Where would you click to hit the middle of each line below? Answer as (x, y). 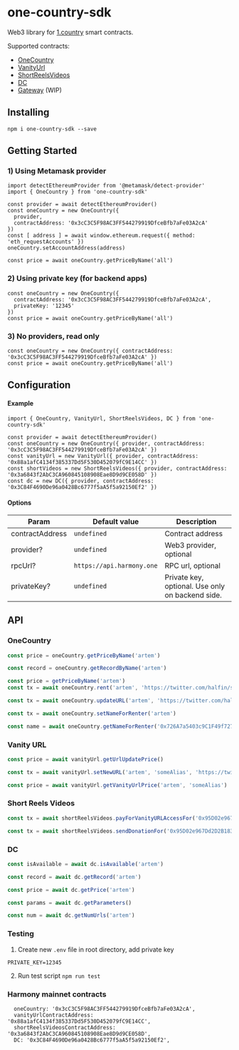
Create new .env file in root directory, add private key (96, 949)
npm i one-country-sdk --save (52, 129)
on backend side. (193, 595)
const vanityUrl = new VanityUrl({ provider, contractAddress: (103, 456)
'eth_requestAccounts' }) (46, 242)
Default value (116, 521)
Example (21, 403)
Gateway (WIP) (40, 90)
